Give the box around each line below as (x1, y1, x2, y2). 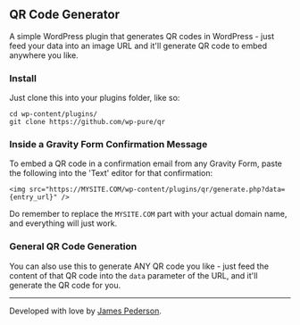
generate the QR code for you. (9, 279, 121, 290)
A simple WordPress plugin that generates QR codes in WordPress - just (9, 30, 275, 41)
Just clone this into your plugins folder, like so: (9, 93, 180, 104)
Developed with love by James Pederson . (9, 305, 162, 316)
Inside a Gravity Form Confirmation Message (9, 138, 208, 151)
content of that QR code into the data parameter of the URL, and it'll (9, 270, 258, 280)
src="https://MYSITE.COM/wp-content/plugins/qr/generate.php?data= (29, 185, 286, 195)
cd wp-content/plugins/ (9, 110, 98, 119)
